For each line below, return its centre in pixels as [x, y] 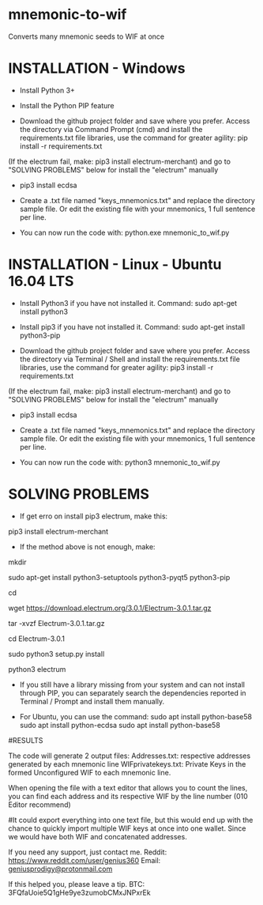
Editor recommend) [39, 805]
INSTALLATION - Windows [97, 68]
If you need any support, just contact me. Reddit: [88, 852]
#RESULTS [26, 740]
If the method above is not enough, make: [87, 546]
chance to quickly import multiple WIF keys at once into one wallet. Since [127, 828]
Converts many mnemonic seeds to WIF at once [86, 36]
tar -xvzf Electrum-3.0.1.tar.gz [56, 623]
